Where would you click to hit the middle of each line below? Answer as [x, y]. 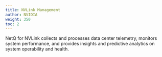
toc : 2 [12, 24]
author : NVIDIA [21, 15]
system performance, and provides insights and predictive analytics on [80, 44]
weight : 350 [18, 19]
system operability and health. [37, 49]
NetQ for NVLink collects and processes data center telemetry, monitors [81, 38]
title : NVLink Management [33, 10]
